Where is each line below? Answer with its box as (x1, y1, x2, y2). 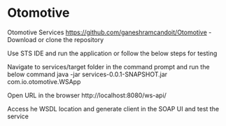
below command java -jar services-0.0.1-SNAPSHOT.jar (7, 70, 168, 78)
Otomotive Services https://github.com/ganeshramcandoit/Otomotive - (7, 28, 212, 36)
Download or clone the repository (7, 35, 104, 43)
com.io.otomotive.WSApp (7, 77, 81, 85)
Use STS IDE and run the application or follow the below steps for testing (7, 49, 218, 57)
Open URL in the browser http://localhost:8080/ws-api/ (7, 91, 167, 99)
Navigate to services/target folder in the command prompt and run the (7, 62, 210, 71)
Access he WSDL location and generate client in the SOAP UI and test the (7, 104, 219, 113)
